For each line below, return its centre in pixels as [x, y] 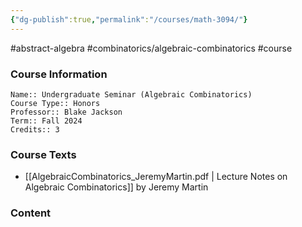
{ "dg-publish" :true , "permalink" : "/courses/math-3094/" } [129, 19]
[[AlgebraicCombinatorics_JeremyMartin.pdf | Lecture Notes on [156, 177]
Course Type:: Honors [55, 103]
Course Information [59, 74]
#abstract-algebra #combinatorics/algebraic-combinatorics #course [151, 48]
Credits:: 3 [35, 129]
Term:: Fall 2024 [46, 121]
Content [31, 213]
